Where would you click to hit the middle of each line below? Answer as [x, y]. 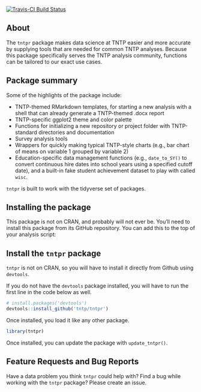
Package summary [42, 81]
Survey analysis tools [41, 139]
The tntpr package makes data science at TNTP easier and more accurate [98, 43]
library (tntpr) [25, 331]
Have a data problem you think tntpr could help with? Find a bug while [94, 376]
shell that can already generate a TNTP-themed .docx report [90, 113]
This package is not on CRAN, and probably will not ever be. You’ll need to [98, 222]
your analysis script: [31, 235]
